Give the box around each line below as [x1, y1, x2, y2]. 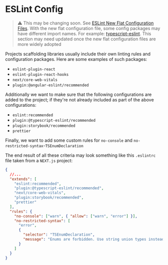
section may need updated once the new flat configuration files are [17, 36, 156, 42]
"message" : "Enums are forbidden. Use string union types [23, 237, 146, 242]
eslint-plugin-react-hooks [12, 72, 69, 77]
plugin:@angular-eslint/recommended [12, 82, 89, 88]
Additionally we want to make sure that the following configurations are [5, 91, 152, 97]
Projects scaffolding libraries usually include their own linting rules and [5, 51, 151, 57]
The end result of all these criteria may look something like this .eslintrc [5, 152, 156, 158]
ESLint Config [5, 3, 63, 15]
